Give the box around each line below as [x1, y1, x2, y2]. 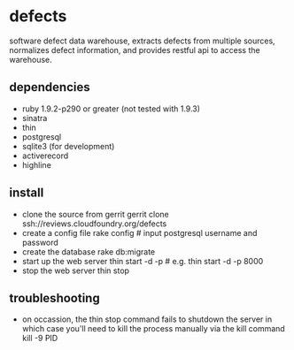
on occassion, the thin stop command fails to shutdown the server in [21, 314, 273, 324]
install [9, 186, 44, 201]
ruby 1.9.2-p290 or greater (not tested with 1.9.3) [21, 103, 201, 114]
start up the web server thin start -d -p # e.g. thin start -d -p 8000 [21, 255, 264, 266]
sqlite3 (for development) [21, 141, 115, 151]
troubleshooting [9, 290, 100, 306]
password [21, 237, 59, 247]
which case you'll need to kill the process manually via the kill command [21, 323, 285, 334]
